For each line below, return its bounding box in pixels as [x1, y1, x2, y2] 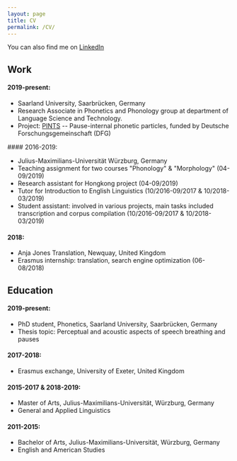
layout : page [7, 10, 46, 18]
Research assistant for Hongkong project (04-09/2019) [17, 178, 178, 188]
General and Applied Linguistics [17, 406, 111, 415]
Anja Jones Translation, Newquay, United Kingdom [17, 249, 166, 257]
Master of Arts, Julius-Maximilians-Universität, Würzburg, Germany [17, 399, 214, 407]
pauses [17, 334, 40, 343]
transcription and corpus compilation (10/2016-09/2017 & [17, 209, 185, 217]
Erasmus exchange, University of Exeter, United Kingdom [17, 366, 185, 375]
